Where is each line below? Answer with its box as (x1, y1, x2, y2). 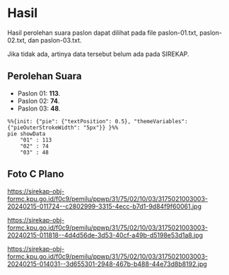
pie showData (7, 130, 46, 137)
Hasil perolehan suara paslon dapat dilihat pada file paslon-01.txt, (7, 28, 199, 37)
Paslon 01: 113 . (17, 89, 61, 97)
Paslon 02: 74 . (17, 96, 60, 105)
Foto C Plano (7, 168, 64, 180)
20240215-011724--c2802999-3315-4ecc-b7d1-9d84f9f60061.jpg (7, 202, 201, 211)
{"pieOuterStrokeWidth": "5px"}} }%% (7, 124, 119, 131)
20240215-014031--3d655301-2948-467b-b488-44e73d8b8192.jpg (7, 259, 207, 268)
